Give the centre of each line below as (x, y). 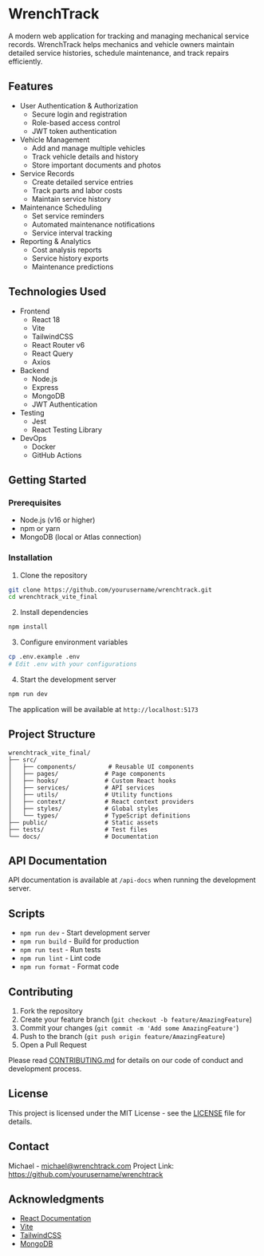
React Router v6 (58, 345)
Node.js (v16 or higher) (57, 520)
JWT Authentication (65, 404)
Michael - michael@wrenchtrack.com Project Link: (91, 1166)
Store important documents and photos (96, 165)
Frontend (35, 311)
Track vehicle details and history (85, 156)
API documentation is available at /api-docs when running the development (132, 880)
